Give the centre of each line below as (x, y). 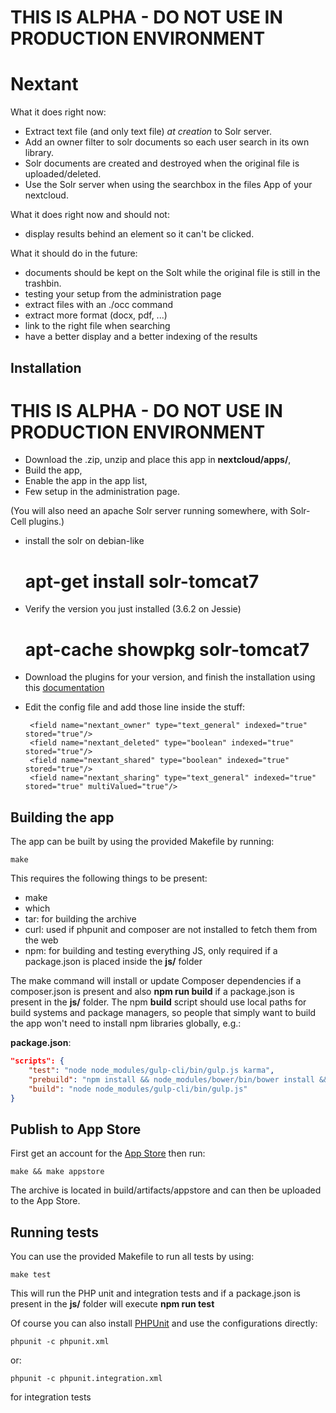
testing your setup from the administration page (123, 294)
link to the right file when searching (97, 326)
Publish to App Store (76, 1129)
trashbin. (43, 283)
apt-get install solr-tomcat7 (142, 581)
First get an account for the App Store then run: (108, 1153)
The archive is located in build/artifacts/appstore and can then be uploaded (166, 1190)
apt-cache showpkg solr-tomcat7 (167, 649)
